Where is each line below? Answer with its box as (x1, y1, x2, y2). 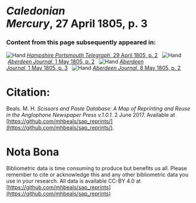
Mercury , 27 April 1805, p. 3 (6, 17, 148, 30)
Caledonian (6, 4, 66, 18)
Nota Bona (6, 145, 60, 159)
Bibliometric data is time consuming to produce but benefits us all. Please (6, 165, 187, 172)
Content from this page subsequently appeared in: (6, 38, 157, 47)
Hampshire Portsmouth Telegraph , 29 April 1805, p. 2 (26, 52, 158, 59)
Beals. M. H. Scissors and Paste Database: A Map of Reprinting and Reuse (6, 105, 191, 112)
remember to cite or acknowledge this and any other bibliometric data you (6, 171, 189, 179)
